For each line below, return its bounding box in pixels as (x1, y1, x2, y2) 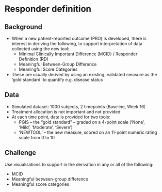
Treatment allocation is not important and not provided (11, 109, 121, 114)
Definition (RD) (18, 56, 49, 62)
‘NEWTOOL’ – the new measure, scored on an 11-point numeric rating (18, 129, 157, 135)
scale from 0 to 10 (18, 134, 55, 140)
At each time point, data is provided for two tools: (11, 114, 111, 120)
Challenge (4, 149, 36, 157)
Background (4, 23, 42, 31)
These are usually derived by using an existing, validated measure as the (11, 72, 157, 77)
